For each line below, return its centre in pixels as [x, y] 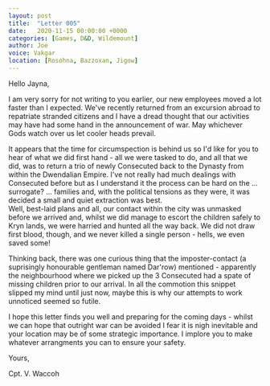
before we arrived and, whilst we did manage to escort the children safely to [135, 217]
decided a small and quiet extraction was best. [86, 200]
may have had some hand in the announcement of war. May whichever [125, 125]
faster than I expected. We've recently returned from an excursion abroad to [135, 107]
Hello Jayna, [29, 83]
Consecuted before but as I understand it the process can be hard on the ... [133, 183]
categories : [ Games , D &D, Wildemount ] [73, 38]
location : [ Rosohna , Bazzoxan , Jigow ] [73, 61]
